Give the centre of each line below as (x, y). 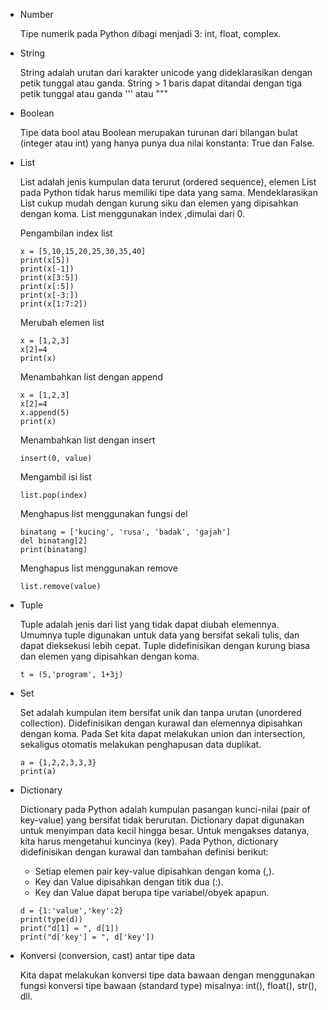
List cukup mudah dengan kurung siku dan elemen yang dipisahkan (159, 203)
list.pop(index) (53, 495)
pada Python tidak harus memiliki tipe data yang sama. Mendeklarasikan (168, 192)
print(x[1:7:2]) (53, 304)
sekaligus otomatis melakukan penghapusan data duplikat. (140, 744)
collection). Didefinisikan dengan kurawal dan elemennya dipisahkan (161, 723)
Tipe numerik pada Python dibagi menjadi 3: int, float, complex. (150, 33)
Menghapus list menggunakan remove (98, 568)
